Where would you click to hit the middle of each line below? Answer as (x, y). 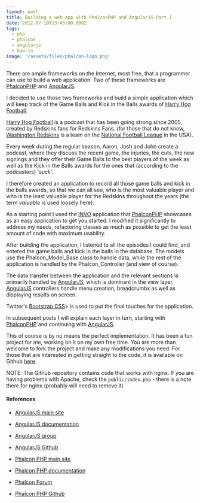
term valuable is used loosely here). (50, 202)
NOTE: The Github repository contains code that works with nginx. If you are (100, 372)
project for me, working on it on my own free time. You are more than (91, 342)
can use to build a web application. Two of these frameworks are (86, 80)
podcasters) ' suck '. (30, 172)
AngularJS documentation (47, 424)
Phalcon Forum (33, 482)
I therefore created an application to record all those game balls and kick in (98, 183)
